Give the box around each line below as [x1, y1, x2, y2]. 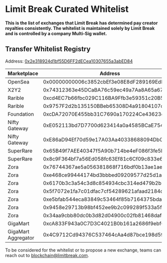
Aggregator [7, 234, 35, 241]
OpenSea [7, 78, 30, 85]
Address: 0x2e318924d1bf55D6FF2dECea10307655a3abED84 [5, 58, 133, 64]
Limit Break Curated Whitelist [5, 3, 129, 15]
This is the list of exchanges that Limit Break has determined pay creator [5, 20, 158, 26]
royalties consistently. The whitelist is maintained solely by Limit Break [5, 25, 155, 31]
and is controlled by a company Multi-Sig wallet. [5, 30, 107, 36]
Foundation [7, 110, 34, 117]
